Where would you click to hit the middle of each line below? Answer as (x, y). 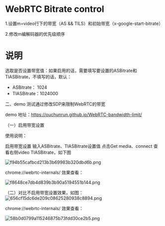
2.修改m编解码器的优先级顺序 (35, 34)
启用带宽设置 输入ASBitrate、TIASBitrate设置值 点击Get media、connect (79, 146)
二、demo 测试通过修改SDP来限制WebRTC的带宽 (55, 104)
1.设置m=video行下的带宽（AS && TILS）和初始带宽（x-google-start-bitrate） (84, 23)
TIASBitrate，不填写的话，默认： (38, 77)
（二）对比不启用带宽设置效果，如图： (44, 192)
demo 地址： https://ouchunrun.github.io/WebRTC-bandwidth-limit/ (74, 114)
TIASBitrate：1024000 (35, 93)
